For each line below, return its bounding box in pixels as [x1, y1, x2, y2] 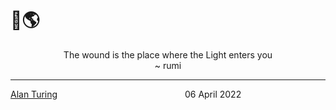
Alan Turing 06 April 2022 [10, 88, 242, 100]
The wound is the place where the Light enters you [63, 48, 273, 61]
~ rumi [154, 59, 182, 71]
